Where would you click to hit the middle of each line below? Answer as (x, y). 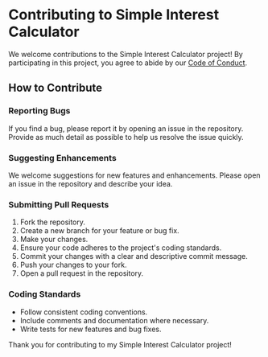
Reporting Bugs (39, 111)
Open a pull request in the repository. (82, 273)
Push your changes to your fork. (73, 265)
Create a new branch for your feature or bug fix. (99, 231)
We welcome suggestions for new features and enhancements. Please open (134, 175)
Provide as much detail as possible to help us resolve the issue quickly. (126, 137)
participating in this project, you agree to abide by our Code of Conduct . (128, 63)
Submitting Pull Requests (59, 204)
